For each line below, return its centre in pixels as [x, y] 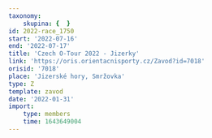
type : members [47, 114]
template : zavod [36, 91]
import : [22, 106]
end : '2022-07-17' [39, 46]
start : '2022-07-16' [43, 39]
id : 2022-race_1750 [41, 31]
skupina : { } [47, 24]
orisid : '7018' [34, 69]
